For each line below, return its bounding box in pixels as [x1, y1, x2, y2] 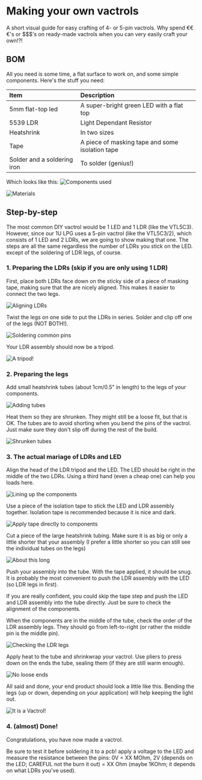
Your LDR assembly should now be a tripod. [6, 343, 115, 350]
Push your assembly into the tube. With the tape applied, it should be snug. [6, 568, 192, 576]
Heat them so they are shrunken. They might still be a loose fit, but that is [6, 413, 188, 420]
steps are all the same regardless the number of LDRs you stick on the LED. [6, 242, 193, 250]
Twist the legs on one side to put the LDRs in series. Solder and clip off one [6, 313, 192, 321]
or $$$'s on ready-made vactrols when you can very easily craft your [15, 30, 188, 37]
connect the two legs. [6, 290, 60, 297]
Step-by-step [6, 207, 58, 218]
